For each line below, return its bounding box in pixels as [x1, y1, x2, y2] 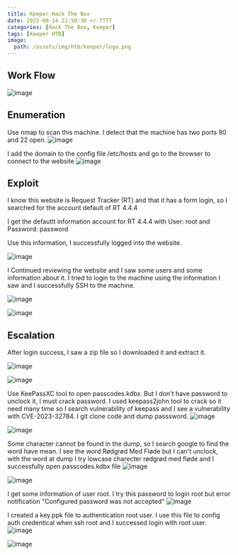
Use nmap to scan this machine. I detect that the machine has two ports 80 [7, 128, 227, 136]
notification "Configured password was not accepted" [7, 498, 165, 506]
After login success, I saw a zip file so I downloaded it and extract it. [7, 348, 206, 357]
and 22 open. [7, 136, 47, 144]
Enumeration [7, 109, 66, 121]
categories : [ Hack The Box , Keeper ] [7, 23, 115, 31]
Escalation [7, 329, 55, 341]
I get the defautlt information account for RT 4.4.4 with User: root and [7, 217, 210, 226]
